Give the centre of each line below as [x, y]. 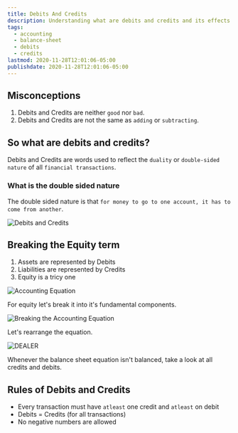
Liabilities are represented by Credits [71, 269]
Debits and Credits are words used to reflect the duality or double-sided [114, 160]
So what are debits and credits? [79, 143]
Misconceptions [44, 96]
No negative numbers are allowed [67, 422]
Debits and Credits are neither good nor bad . [81, 113]
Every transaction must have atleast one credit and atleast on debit [118, 407]
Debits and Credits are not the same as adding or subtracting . [108, 120]
